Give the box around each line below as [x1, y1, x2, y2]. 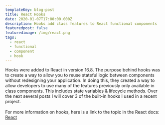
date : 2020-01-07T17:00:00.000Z [5, 16, 72, 21]
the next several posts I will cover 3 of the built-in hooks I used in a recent [5, 93, 157, 99]
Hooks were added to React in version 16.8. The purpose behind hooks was [5, 67, 161, 73]
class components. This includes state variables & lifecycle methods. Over [5, 88, 158, 94]
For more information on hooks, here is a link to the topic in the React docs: [5, 109, 160, 115]
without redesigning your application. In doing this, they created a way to [5, 77, 155, 83]
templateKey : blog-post [5, 7, 55, 12]
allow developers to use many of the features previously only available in [5, 83, 155, 89]
